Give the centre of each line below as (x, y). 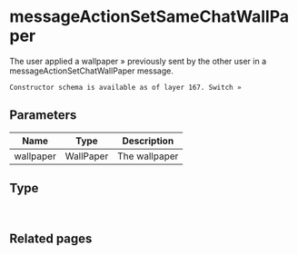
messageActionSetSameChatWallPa (149, 17)
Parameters (43, 115)
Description (148, 141)
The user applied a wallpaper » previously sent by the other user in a (138, 61)
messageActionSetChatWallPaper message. (92, 71)
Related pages (51, 238)
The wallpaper (148, 156)
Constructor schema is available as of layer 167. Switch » (126, 87)
